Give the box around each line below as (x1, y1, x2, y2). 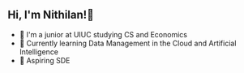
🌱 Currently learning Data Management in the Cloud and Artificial (19, 38, 237, 48)
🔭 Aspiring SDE (19, 55, 71, 65)
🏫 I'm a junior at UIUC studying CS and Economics (19, 29, 188, 39)
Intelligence (19, 46, 58, 57)
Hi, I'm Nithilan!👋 (7, 8, 94, 22)
